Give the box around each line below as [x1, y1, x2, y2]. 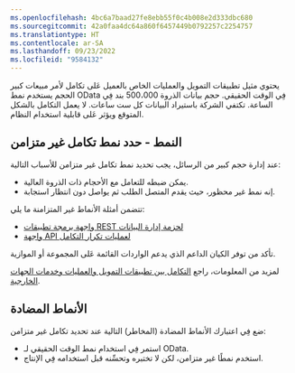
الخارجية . [10, 275, 41, 285]
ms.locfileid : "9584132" [10, 55, 104, 64]
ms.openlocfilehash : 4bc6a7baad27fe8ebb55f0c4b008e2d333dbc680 [10, 13, 254, 23]
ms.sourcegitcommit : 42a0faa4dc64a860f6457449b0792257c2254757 [10, 22, 254, 31]
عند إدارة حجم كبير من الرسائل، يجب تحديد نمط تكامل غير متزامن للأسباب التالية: [10, 159, 281, 170]
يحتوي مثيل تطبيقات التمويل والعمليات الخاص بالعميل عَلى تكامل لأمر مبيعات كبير [10, 80, 281, 90]
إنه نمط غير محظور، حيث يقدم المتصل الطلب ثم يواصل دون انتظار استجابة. [23, 186, 276, 197]
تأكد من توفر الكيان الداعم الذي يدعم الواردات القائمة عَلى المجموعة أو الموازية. [10, 247, 276, 258]
